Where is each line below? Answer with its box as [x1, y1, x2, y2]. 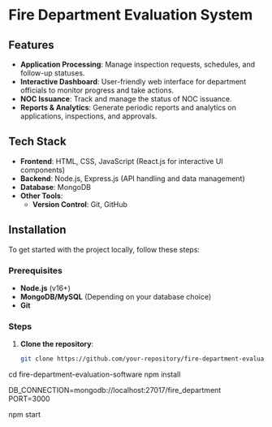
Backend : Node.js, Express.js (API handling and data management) [19, 173, 245, 183]
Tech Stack [8, 135, 67, 149]
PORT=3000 [8, 394, 50, 403]
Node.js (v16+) [19, 283, 71, 293]
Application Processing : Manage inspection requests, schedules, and [19, 59, 256, 69]
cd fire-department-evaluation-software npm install [8, 369, 181, 379]
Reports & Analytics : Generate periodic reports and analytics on [19, 103, 237, 112]
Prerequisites [8, 265, 63, 276]
